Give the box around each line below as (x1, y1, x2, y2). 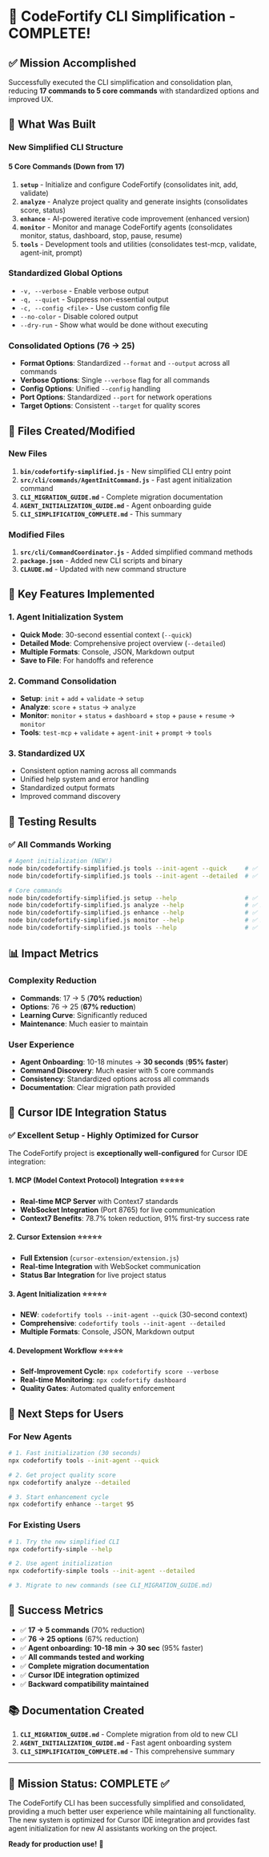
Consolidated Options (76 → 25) (8, 340, 135, 351)
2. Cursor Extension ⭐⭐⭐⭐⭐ (8, 1232, 102, 1242)
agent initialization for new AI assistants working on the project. (8, 1824, 218, 1834)
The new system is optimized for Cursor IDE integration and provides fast (8, 1815, 251, 1825)
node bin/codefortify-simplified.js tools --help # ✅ (8, 924, 258, 932)
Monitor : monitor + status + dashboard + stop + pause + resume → (19, 711, 236, 720)
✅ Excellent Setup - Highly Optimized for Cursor (8, 1130, 199, 1141)
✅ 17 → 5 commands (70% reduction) (19, 1624, 146, 1635)
